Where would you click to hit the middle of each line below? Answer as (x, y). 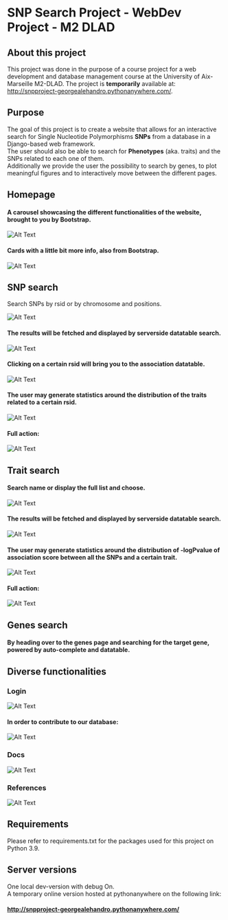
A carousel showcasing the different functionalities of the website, (104, 212)
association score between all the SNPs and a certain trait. (92, 557)
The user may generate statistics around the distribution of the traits (107, 395)
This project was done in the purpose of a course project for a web (102, 69)
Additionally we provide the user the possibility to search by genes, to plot (112, 166)
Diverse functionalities (57, 671)
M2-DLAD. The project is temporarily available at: (105, 84)
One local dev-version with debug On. (61, 886)
